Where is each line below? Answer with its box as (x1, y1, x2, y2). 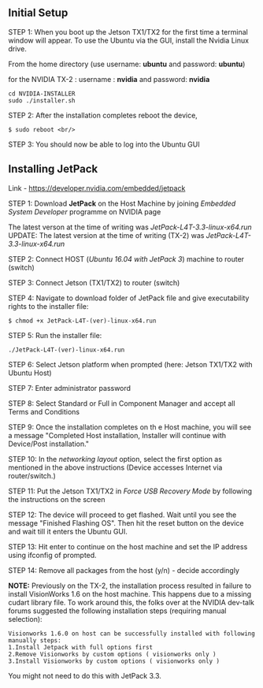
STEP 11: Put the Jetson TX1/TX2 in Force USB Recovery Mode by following (8, 486, 253, 496)
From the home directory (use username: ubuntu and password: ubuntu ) (8, 59, 246, 69)
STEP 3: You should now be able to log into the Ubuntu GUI (8, 139, 200, 149)
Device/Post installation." (8, 439, 89, 448)
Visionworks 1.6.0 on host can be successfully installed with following (8, 630, 256, 638)
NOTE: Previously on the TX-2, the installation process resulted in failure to (8, 581, 252, 590)
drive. (8, 43, 28, 54)
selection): (8, 614, 43, 623)
